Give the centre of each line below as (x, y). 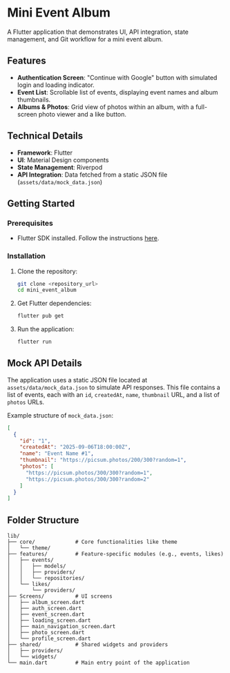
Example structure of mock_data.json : (60, 415)
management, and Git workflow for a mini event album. (85, 39)
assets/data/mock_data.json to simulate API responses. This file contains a (114, 387)
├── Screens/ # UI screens (60, 596)
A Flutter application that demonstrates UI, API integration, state (98, 32)
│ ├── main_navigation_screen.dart (61, 627)
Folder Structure (43, 520)
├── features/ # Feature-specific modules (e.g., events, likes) (116, 554)
